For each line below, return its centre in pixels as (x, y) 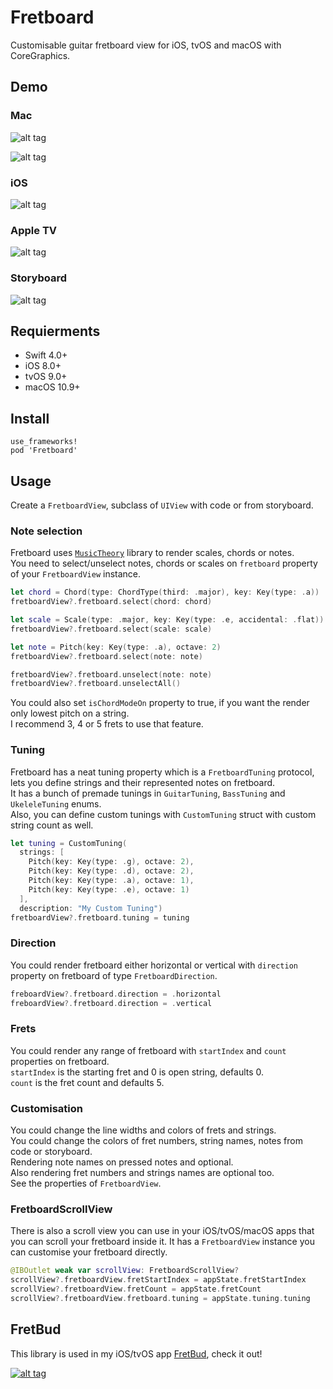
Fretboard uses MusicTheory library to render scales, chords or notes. (152, 553)
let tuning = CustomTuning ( (69, 843)
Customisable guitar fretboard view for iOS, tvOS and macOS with (146, 45)
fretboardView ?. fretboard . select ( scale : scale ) (111, 629)
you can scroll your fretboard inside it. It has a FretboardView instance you (162, 1242)
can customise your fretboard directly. (89, 1252)
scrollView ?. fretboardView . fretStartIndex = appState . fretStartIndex (158, 1280)
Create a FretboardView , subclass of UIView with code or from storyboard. (162, 505)
